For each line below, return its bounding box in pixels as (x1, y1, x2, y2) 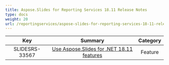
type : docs (5, 12, 28, 17)
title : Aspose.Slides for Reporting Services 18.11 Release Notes (5, 7, 147, 12)
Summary (80, 37, 105, 44)
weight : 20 (5, 16, 28, 21)
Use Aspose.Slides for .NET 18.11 (52, 45, 133, 52)
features (82, 52, 103, 59)
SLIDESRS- (13, 45, 41, 52)
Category (138, 37, 161, 44)
